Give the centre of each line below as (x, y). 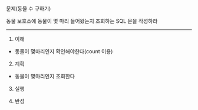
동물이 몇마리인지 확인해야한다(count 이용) (64, 51)
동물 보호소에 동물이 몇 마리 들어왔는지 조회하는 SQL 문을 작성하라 (82, 21)
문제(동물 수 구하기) (29, 8)
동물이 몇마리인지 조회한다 (45, 76)
